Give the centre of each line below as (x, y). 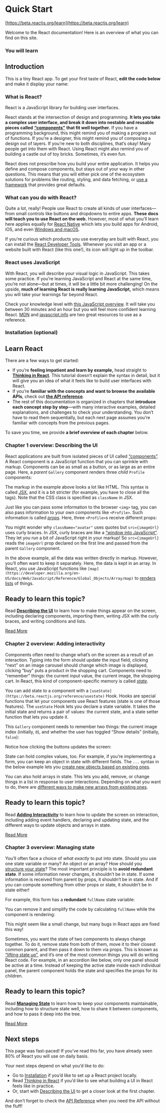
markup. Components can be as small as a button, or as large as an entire (80, 467)
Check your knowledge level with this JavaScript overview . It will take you (80, 304)
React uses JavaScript (33, 262)
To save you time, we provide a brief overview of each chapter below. (77, 433)
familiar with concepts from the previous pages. (61, 423)
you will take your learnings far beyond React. (52, 294)
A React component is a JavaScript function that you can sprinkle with (77, 461)
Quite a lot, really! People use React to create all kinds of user (68, 208)
